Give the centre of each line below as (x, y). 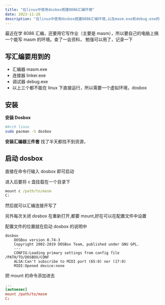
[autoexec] (16, 290)
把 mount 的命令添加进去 (30, 275)
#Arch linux (17, 127)
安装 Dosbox (18, 118)
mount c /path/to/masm (28, 191)
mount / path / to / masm (26, 294)
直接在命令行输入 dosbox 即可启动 (40, 171)
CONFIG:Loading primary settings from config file (67, 253)
